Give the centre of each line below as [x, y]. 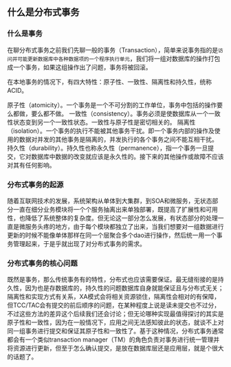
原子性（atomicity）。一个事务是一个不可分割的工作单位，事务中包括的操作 [112, 104]
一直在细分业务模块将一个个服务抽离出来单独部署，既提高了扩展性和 [109, 209]
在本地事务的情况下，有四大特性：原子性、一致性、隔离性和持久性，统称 [109, 82]
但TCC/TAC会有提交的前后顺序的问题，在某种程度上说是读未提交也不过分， [114, 305]
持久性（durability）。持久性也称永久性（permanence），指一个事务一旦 [108, 148]
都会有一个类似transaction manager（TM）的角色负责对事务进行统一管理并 [113, 340]
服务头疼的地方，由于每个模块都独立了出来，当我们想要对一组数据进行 [124, 226]
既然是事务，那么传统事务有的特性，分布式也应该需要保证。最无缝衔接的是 [112, 280]
